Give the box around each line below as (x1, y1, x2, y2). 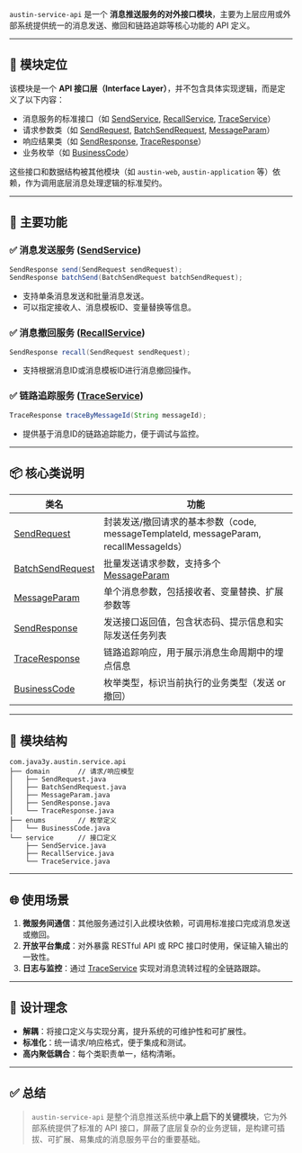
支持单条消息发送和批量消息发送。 (22, 291, 149, 302)
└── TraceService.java (25, 857, 111, 867)
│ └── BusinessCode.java (9, 824, 111, 833)
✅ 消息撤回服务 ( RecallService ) (9, 327, 146, 339)
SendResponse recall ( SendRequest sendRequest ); (9, 347, 191, 356)
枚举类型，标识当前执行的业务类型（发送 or (102, 677, 286, 689)
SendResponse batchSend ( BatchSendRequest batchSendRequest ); (9, 274, 244, 283)
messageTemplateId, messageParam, (102, 527, 262, 540)
